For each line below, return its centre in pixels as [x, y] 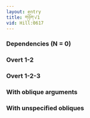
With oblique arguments [42, 92]
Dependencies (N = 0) [39, 44]
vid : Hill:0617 [25, 23]
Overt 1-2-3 [23, 76]
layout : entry [24, 12]
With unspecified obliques [45, 108]
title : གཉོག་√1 [23, 17]
